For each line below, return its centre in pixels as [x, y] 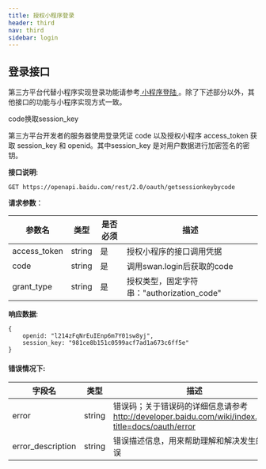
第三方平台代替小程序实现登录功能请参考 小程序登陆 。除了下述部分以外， [128, 93]
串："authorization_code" [174, 293]
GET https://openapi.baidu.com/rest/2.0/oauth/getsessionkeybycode [122, 187]
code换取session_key [44, 119]
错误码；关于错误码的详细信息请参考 [181, 407]
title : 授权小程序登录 [42, 15]
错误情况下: [27, 368]
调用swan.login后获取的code [180, 267]
